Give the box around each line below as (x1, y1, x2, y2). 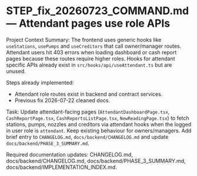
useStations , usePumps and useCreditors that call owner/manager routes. (6, 43, 182, 50)
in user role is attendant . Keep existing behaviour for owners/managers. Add (6, 127, 192, 134)
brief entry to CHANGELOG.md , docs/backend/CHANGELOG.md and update (6, 133, 169, 140)
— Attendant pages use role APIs (6, 17, 171, 30)
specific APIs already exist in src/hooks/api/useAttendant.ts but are (6, 61, 172, 69)
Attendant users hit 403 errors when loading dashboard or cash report (6, 48, 177, 56)
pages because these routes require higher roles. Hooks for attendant (6, 55, 175, 62)
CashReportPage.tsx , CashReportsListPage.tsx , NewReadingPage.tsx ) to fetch (6, 114, 189, 122)
